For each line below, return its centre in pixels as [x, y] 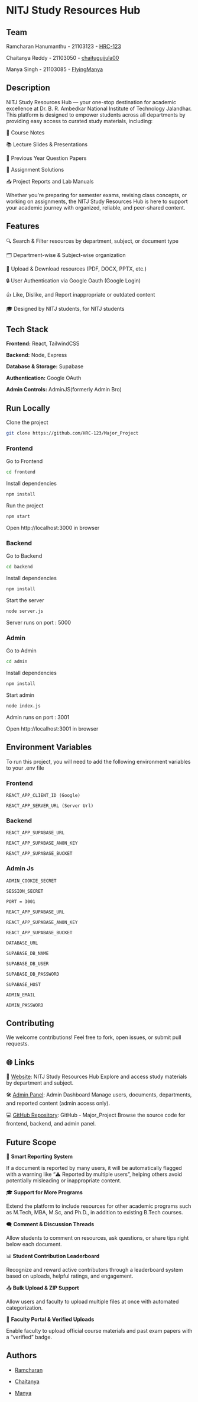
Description [28, 88]
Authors [22, 1356]
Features [23, 226]
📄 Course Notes [25, 132]
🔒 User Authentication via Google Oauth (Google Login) [73, 280]
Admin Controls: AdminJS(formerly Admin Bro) [64, 390]
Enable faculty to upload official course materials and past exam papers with [99, 1331]
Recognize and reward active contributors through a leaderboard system [95, 1270]
